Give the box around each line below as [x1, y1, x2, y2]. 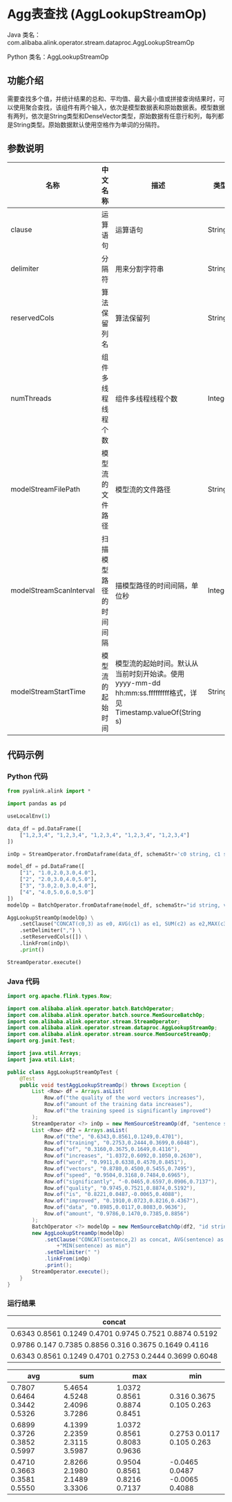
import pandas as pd [7, 800, 67, 807]
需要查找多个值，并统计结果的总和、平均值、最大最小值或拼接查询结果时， [7, 94, 219, 102]
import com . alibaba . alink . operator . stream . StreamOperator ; [7, 1018, 181, 1025]
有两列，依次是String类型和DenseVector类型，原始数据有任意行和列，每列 [7, 111, 218, 120]
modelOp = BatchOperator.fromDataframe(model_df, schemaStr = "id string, [7, 901, 221, 909]
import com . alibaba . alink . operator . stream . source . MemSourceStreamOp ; [7, 1031, 212, 1038]
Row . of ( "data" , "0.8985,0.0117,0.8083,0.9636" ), [43, 1204, 187, 1211]
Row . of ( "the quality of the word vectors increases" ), [43, 1094, 206, 1101]
